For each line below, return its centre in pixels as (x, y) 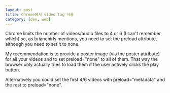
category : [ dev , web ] (28, 19)
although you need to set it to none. (42, 44)
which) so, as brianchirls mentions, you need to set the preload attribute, (81, 39)
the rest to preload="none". (34, 85)
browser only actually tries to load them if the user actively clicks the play (82, 65)
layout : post (19, 10)
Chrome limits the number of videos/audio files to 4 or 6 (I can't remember (83, 34)
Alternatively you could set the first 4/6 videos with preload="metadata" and (85, 80)
